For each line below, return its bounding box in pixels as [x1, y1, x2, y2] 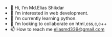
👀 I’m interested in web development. [10, 10, 88, 16]
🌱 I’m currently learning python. [10, 15, 77, 21]
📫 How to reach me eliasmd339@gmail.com [10, 26, 105, 32]
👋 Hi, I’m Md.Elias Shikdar [10, 5, 64, 10]
